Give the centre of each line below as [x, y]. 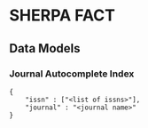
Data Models [45, 48]
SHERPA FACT [62, 16]
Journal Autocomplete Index [72, 74]
